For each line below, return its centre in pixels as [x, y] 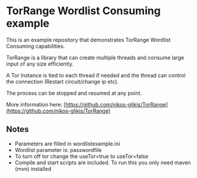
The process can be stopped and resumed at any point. [74, 93]
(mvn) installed [33, 169]
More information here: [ [36, 104]
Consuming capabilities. [36, 46]
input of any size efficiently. [40, 64]
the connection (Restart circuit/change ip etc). [62, 82]
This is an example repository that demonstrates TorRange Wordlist [88, 40]
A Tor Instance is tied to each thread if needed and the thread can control [96, 75]
